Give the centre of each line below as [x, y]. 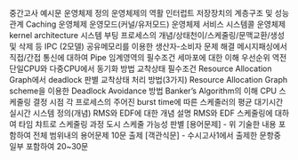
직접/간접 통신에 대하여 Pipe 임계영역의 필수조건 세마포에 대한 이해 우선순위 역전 [148, 57]
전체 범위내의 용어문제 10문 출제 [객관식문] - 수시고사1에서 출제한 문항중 [157, 135]
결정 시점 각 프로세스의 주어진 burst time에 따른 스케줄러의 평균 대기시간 [158, 102]
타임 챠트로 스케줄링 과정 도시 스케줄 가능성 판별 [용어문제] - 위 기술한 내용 [147, 124]
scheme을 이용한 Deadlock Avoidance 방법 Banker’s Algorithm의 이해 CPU [143, 91]
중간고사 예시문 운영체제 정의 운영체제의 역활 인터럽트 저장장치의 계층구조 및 [141, 13]
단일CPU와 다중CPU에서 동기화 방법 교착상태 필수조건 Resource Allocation [141, 68]
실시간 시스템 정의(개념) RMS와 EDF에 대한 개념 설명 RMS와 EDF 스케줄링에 [141, 113]
